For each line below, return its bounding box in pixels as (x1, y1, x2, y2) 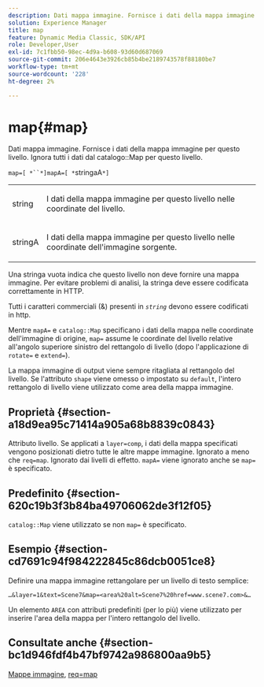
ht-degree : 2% (8, 77, 55, 85)
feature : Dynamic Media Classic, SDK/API (8, 33, 146, 42)
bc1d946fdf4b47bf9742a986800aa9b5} (8, 648, 212, 662)
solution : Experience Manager (8, 19, 108, 27)
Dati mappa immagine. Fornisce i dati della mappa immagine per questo (8, 144, 240, 154)
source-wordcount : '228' (8, 70, 90, 78)
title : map (8, 26, 44, 34)
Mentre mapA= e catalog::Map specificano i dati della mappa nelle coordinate (8, 325, 254, 335)
